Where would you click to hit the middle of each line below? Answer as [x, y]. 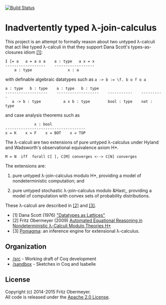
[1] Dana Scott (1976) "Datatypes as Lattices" [59, 215]
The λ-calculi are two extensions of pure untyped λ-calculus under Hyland [82, 142]
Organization [26, 247]
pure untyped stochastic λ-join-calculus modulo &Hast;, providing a [82, 190]
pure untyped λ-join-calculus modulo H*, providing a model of [77, 175]
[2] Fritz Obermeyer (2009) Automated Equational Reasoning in [78, 220]
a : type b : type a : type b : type [52, 88]
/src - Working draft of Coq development [54, 259]
